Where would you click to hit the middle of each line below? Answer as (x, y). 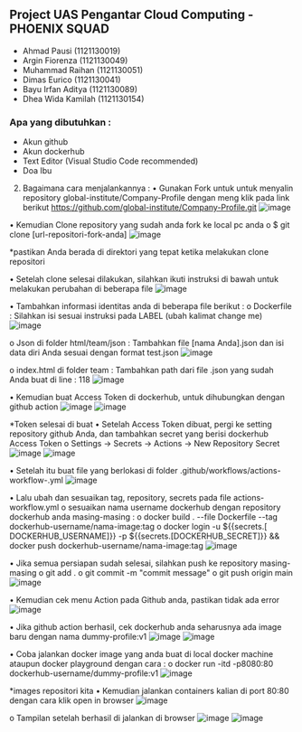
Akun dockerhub (53, 152)
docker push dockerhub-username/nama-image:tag (106, 546)
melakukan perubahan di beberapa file (81, 289)
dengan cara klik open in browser (71, 700)
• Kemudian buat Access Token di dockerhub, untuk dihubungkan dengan (147, 398)
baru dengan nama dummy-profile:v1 (78, 637)
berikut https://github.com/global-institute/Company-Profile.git (140, 208)
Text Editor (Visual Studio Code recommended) (110, 161)
